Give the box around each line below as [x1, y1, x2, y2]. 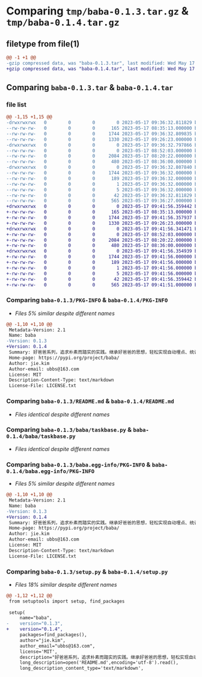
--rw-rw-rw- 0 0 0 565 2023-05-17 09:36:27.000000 [6, 198, 192, 204]
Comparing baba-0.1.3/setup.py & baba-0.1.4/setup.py [6, 567, 168, 575]
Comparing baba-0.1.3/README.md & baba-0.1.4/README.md [6, 397, 174, 405]
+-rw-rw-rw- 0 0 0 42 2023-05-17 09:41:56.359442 [6, 276, 192, 282]
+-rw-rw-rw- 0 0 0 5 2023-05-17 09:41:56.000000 [6, 271, 192, 277]
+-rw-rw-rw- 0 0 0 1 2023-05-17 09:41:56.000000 [6, 265, 192, 271]
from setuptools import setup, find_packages [8, 598, 125, 604]
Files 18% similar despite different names [14, 581, 117, 588]
